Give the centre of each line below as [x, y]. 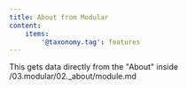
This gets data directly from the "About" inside [94, 67]
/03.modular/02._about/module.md [73, 77]
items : [37, 33]
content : [25, 26]
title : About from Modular [59, 17]
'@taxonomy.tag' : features [91, 42]
